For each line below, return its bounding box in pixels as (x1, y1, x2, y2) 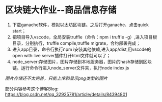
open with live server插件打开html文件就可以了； (12, 52, 111, 58)
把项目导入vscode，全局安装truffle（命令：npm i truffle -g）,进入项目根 (12, 34, 157, 40)
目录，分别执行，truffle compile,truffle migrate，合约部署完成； (12, 40, 141, 46)
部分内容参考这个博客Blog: (5, 86, 59, 92)
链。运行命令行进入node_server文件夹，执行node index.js (12, 65, 129, 70)
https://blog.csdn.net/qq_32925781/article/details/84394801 (5, 91, 128, 97)
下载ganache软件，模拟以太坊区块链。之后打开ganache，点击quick (12, 22, 149, 28)
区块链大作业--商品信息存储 (5, 4, 117, 16)
